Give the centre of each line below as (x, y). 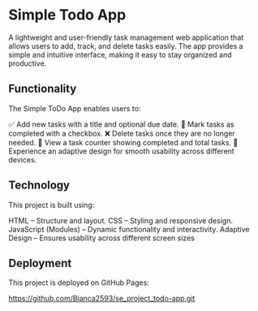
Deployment (40, 263)
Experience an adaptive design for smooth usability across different (122, 151)
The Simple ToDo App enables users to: (75, 108)
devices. (23, 159)
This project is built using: (52, 205)
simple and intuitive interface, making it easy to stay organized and (120, 54)
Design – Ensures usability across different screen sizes (101, 238)
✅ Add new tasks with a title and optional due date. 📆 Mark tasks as (121, 124)
